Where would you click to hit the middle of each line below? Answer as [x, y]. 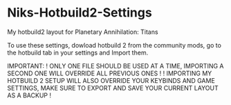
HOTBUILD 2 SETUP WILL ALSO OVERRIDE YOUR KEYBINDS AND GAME [111, 80]
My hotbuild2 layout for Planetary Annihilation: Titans [83, 32]
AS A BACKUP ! [29, 95]
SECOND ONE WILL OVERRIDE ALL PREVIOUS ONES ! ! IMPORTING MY [110, 73]
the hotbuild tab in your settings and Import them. [78, 52]
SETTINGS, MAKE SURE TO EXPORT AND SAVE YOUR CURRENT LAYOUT [113, 88]
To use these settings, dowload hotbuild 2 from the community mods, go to [114, 45]
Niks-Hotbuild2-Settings [80, 13]
